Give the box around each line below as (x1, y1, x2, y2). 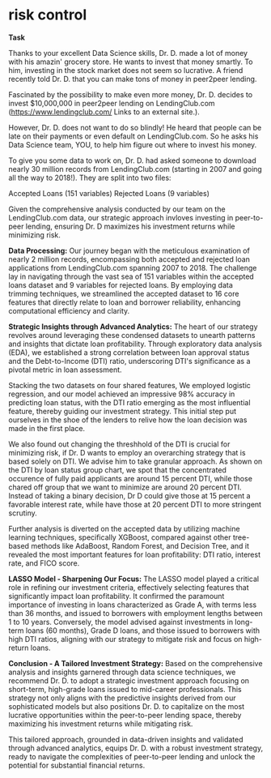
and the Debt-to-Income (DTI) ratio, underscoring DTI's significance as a (8, 356, 251, 365)
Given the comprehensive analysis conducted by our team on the (8, 204, 226, 214)
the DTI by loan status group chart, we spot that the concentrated (8, 464, 227, 475)
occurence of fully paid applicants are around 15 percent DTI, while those (8, 473, 253, 483)
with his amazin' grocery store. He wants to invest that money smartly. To (8, 57, 253, 66)
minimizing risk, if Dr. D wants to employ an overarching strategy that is (8, 447, 246, 457)
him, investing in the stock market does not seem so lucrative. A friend (8, 65, 243, 75)
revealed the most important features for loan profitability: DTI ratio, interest (8, 549, 261, 559)
